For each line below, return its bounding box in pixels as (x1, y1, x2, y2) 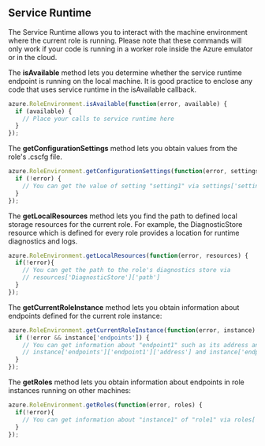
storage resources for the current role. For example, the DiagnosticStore (8, 219, 243, 229)
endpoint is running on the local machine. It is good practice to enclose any (8, 76, 253, 85)
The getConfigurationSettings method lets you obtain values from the (8, 144, 238, 153)
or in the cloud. (8, 52, 58, 62)
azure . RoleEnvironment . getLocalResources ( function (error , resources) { (8, 251, 248, 259)
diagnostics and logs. (8, 236, 78, 246)
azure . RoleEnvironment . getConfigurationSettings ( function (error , (8, 168, 227, 176)
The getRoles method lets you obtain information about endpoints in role (8, 377, 244, 387)
